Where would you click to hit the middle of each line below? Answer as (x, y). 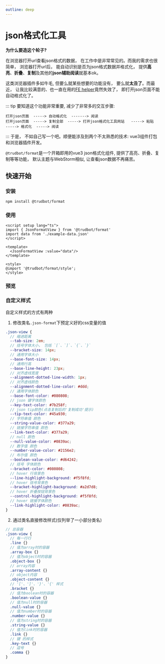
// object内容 (24, 575)
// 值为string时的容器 (31, 621)
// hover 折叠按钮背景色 (33, 492)
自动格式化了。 (21, 95)
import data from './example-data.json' (47, 234)
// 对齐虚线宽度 (24, 373)
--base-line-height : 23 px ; (37, 368)
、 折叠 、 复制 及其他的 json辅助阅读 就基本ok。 (56, 73)
